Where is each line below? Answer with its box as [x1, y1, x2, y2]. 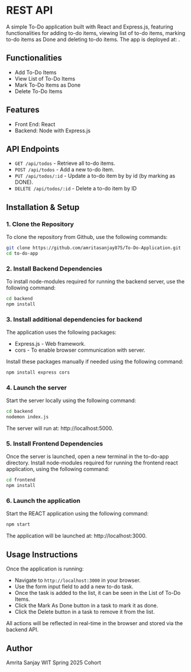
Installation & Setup [6, 202, 80, 212]
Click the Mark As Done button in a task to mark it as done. [14, 602, 158, 609]
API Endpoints [6, 144, 60, 154]
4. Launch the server [6, 383, 67, 391]
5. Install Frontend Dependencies [6, 439, 103, 448]
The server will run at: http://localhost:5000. [6, 425, 114, 432]
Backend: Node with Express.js [14, 127, 90, 134]
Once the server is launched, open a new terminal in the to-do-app [6, 453, 169, 460]
